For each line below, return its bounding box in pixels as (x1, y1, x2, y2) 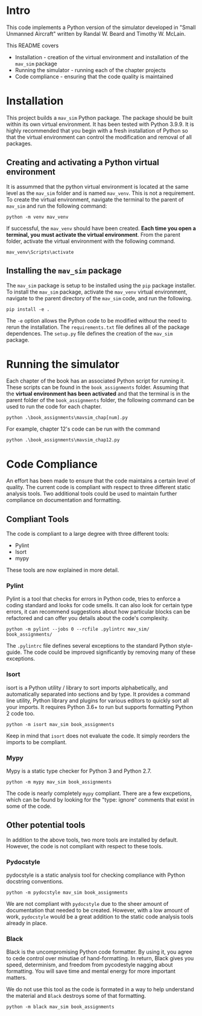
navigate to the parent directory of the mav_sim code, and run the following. (6, 294, 192, 302)
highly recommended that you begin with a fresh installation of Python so (6, 127, 188, 134)
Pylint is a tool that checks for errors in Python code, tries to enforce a (6, 595, 181, 602)
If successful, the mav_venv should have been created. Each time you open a (6, 225, 196, 232)
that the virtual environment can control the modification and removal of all (6, 133, 192, 140)
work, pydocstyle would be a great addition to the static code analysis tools (6, 913, 194, 920)
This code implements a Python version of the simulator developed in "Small (6, 24, 196, 31)
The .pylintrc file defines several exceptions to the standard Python (6, 642, 177, 650)
